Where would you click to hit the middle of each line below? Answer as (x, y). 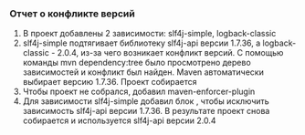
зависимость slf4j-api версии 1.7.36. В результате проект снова (146, 111)
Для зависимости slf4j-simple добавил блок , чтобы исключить (146, 101)
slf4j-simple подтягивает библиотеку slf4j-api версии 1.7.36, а (142, 43)
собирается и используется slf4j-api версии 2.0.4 (119, 120)
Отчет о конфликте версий (72, 14)
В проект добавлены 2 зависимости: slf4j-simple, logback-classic (149, 34)
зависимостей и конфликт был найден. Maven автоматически (143, 72)
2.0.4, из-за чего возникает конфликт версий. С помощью (170, 53)
